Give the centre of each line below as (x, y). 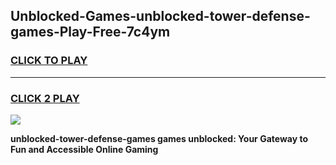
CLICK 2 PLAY (45, 98)
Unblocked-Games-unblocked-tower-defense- (160, 16)
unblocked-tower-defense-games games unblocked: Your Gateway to (159, 138)
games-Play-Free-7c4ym (90, 32)
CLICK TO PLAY (49, 61)
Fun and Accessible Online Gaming (84, 149)
